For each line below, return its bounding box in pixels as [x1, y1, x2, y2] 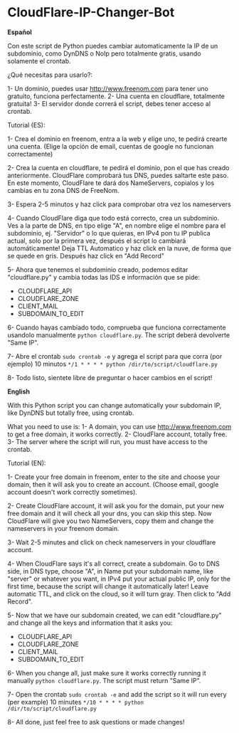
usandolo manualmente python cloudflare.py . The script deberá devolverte [7, 330, 230, 339]
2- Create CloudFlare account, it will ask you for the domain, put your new [7, 501, 224, 510]
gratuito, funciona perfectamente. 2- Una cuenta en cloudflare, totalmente [7, 92, 225, 100]
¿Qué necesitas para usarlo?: [7, 70, 93, 79]
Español [7, 28, 32, 36]
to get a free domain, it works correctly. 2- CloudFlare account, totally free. [7, 430, 228, 438]
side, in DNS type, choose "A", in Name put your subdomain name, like [7, 566, 213, 575]
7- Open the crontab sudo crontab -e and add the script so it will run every [7, 690, 227, 698]
